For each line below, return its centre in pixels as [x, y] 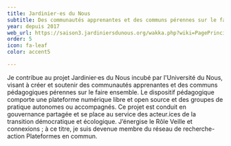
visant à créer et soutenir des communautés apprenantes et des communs [112, 85]
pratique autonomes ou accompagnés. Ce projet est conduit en [97, 107]
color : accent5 [29, 52]
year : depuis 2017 [33, 26]
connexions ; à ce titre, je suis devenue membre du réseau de [95, 129]
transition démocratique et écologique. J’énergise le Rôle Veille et [100, 121]
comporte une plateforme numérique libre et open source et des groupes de [115, 99]
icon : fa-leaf [27, 45]
